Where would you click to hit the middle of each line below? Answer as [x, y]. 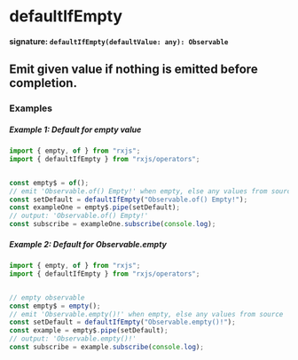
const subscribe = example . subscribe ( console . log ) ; [106, 348]
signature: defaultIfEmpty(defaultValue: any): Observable [119, 41]
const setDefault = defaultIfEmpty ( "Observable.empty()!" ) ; [123, 322]
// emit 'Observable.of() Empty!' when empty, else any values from [138, 191]
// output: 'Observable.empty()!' [73, 339]
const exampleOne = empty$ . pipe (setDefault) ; [94, 207]
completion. [43, 83]
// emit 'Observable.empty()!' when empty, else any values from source [146, 314]
